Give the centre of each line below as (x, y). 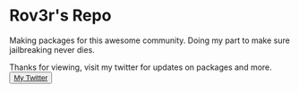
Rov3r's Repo (60, 16)
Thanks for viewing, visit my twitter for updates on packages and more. (141, 67)
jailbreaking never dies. (52, 49)
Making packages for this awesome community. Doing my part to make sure (150, 40)
